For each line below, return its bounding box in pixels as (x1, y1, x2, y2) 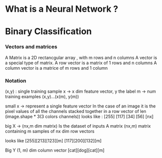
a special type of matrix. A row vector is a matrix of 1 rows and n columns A (5, 60, 157, 66)
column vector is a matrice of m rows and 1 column (5, 65, 108, 71)
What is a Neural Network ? (5, 3, 118, 15)
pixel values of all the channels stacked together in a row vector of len (5, 108, 147, 114)
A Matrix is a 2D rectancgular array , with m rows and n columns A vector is (5, 54, 158, 60)
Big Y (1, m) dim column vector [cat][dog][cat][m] (5, 147, 105, 153)
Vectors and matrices (5, 43, 58, 50)
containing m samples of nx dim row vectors (5, 128, 94, 134)
